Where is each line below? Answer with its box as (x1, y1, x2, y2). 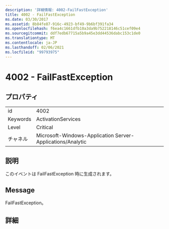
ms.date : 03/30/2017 (5, 17, 49, 22)
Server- (115, 132, 134, 139)
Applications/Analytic (36, 138, 87, 145)
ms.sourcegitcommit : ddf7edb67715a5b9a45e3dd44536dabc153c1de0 (5, 31, 141, 36)
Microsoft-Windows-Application (36, 132, 114, 139)
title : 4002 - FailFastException (5, 12, 75, 17)
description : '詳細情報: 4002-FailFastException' (5, 7, 108, 13)
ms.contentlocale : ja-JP (5, 40, 57, 45)
